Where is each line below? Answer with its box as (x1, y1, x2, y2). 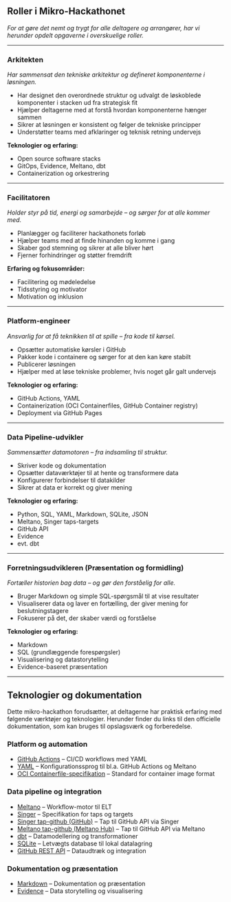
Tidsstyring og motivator (16, 285, 87, 294)
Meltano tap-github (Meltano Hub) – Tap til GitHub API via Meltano (16, 824, 206, 833)
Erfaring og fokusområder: (7, 265, 85, 273)
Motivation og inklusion (16, 292, 84, 301)
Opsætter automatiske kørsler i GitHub (16, 345, 126, 354)
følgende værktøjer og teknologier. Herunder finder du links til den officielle (7, 715, 221, 723)
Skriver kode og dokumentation (16, 461, 107, 470)
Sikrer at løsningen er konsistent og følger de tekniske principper (16, 121, 201, 129)
